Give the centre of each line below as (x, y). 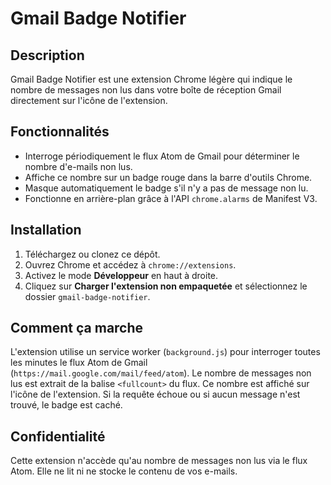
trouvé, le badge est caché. (66, 405)
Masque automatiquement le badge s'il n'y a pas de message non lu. (166, 188)
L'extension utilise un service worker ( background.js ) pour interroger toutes (165, 352)
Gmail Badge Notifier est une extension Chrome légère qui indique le (151, 79)
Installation (46, 230)
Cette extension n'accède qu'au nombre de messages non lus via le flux (159, 461)
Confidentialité (58, 436)
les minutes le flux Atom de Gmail (79, 363)
